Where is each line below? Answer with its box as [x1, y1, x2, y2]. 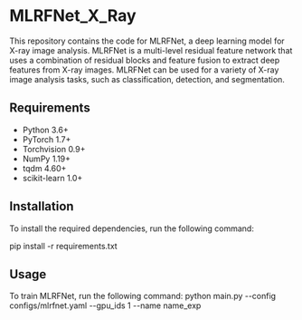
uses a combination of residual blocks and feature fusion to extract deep [9, 54, 280, 65]
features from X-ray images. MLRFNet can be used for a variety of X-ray [9, 64, 279, 75]
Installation [9, 199, 74, 214]
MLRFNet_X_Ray [9, 5, 137, 26]
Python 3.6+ [22, 124, 70, 135]
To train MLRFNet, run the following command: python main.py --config [9, 291, 277, 302]
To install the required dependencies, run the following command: [9, 223, 255, 234]
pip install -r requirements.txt [9, 240, 118, 251]
